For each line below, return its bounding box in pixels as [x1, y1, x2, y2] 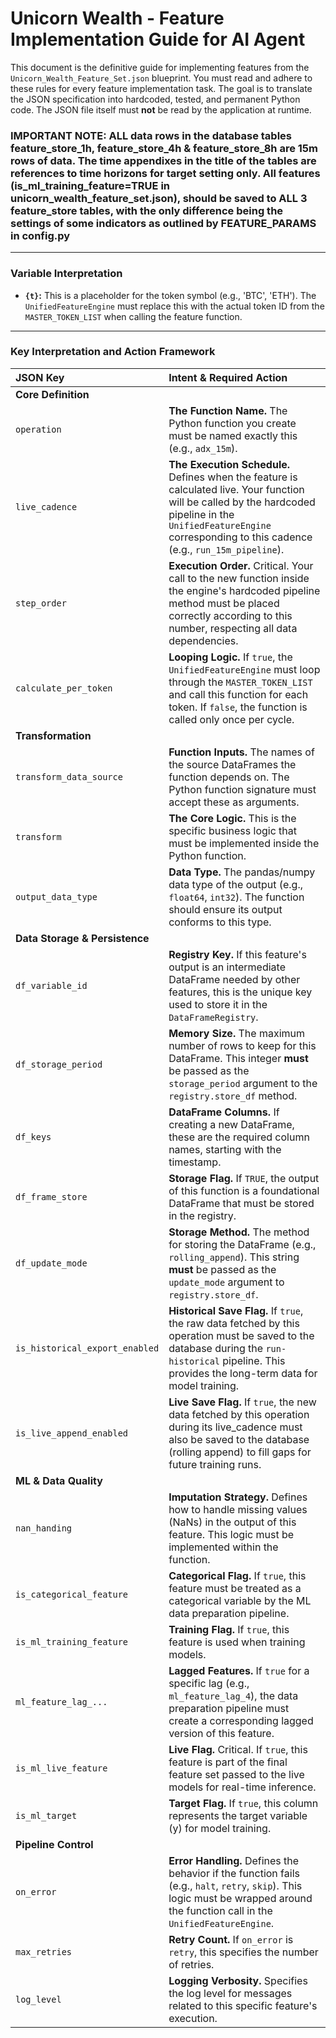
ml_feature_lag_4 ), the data [168, 1688, 299, 1702]
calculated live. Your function [168, 482, 305, 496]
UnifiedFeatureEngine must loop [168, 662, 321, 676]
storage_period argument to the [168, 1076, 318, 1090]
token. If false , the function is [168, 700, 308, 714]
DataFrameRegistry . [168, 1010, 259, 1024]
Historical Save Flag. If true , [168, 1303, 304, 1317]
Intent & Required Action [168, 370, 288, 384]
